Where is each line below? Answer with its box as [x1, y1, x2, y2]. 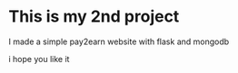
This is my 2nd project [8, 6, 180, 27]
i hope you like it [8, 53, 70, 64]
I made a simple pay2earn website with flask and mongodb [8, 36, 230, 47]
